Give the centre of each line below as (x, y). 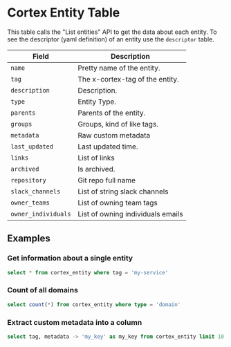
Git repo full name (107, 180)
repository (28, 180)
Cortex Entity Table (64, 13)
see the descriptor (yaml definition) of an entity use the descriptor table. (111, 39)
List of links (96, 158)
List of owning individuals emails (130, 214)
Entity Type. (97, 102)
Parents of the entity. (112, 113)
